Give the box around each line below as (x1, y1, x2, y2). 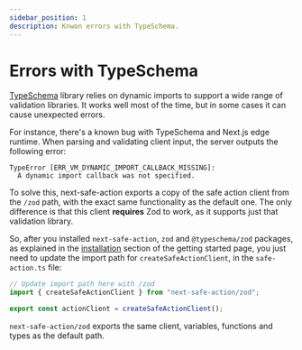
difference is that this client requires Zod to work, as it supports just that (9, 207, 279, 217)
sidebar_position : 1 (9, 13, 87, 23)
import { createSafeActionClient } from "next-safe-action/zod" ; (9, 288, 260, 298)
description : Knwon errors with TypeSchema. (9, 22, 179, 31)
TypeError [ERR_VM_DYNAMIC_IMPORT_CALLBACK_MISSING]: (9, 163, 216, 172)
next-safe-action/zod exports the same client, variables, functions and (9, 321, 273, 332)
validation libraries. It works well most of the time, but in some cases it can (9, 100, 287, 111)
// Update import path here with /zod (9, 280, 155, 289)
